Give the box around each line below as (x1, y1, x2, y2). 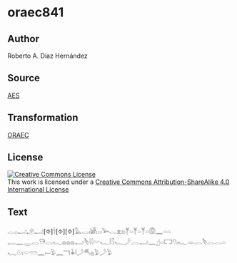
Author (7, 33, 39, 45)
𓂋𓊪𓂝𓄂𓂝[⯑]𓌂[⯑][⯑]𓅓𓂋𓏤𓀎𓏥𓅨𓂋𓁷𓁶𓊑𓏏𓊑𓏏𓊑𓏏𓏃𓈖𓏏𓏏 (7, 227, 171, 236)
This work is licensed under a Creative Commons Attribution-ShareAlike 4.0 (7, 177, 230, 186)
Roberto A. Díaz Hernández (7, 51, 88, 60)
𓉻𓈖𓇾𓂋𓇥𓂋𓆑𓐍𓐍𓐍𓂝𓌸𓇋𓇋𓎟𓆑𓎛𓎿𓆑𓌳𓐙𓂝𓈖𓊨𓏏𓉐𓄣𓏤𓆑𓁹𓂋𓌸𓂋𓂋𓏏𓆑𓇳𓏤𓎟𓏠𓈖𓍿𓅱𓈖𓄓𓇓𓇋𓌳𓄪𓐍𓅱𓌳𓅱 (7, 238, 226, 247)
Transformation (7, 112, 79, 124)
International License (7, 185, 69, 194)
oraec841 (7, 4, 64, 21)
